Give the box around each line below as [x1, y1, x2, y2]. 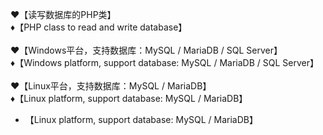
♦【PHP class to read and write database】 [10, 21, 188, 33]
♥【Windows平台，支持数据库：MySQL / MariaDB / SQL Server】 [10, 44, 283, 56]
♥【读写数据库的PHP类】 [10, 9, 117, 20]
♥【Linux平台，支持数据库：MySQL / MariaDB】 [10, 80, 212, 92]
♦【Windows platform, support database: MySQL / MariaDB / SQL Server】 [10, 57, 319, 68]
